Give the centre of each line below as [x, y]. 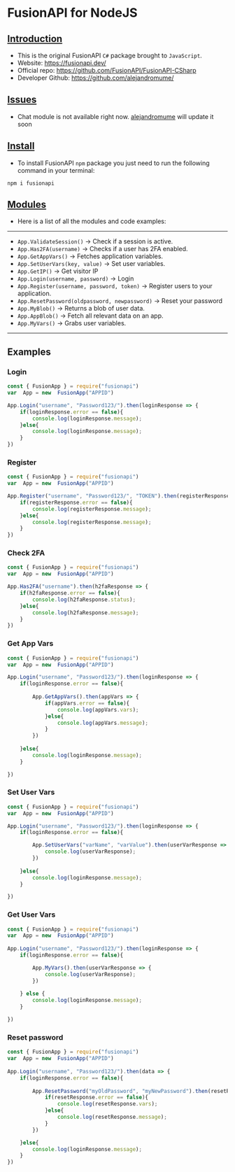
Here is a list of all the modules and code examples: [92, 221]
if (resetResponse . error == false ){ [97, 1097]
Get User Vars [31, 915]
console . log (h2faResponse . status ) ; [84, 600]
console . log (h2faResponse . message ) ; [86, 613]
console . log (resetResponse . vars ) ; [107, 1104]
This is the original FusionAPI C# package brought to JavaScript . [110, 55]
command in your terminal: [56, 170]
